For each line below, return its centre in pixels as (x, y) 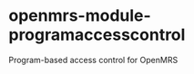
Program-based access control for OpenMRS (93, 60)
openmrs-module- (80, 16)
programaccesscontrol (97, 35)
